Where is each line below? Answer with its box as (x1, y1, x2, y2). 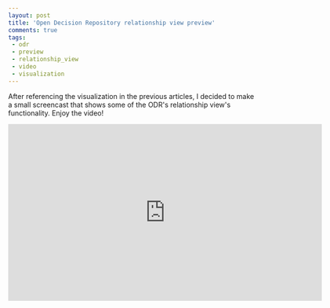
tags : (8, 33, 26, 42)
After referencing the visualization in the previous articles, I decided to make (8, 91, 255, 101)
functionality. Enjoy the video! (8, 108, 104, 118)
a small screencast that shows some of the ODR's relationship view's (8, 100, 231, 109)
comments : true (8, 26, 58, 34)
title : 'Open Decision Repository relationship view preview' (8, 19, 216, 27)
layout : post (8, 11, 51, 20)
